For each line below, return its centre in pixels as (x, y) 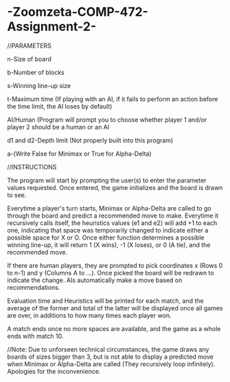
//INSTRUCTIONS (32, 167)
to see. (17, 195)
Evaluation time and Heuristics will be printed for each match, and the (105, 301)
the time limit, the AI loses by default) (60, 106)
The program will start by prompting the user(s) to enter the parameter (107, 180)
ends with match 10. (35, 336)
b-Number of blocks (36, 72)
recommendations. (34, 287)
